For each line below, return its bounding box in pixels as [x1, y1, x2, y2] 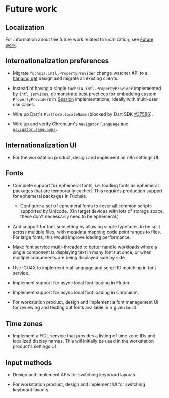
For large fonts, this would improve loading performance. [12, 234, 131, 240]
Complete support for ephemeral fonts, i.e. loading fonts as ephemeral [12, 183, 159, 189]
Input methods [5, 358, 52, 367]
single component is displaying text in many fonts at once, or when [12, 249, 152, 255]
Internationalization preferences [5, 57, 109, 65]
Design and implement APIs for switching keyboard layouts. [12, 372, 137, 378]
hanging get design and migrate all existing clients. [12, 75, 119, 81]
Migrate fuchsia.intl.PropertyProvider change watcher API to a [12, 70, 148, 76]
